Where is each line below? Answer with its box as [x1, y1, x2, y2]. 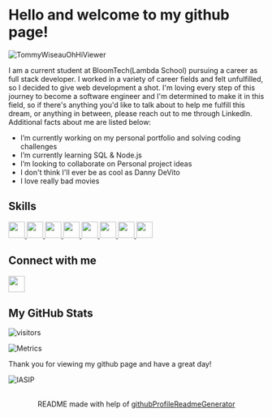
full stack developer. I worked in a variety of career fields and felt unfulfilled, [8, 74, 264, 84]
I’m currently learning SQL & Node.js [19, 150, 142, 160]
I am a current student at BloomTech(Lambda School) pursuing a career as [8, 65, 258, 75]
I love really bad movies [19, 176, 100, 186]
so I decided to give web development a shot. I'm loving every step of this [8, 83, 256, 92]
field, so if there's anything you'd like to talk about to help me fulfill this [8, 100, 245, 110]
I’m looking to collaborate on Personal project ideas [19, 158, 192, 168]
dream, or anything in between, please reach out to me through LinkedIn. [8, 108, 253, 118]
